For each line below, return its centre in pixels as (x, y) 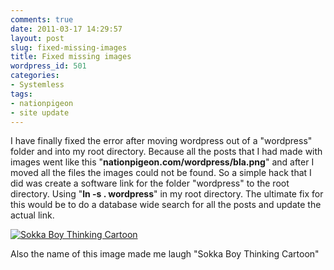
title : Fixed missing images (71, 57)
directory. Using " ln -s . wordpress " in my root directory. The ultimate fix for (167, 194)
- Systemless (37, 85)
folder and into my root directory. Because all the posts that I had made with (166, 152)
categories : (35, 76)
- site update (40, 112)
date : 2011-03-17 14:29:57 (66, 29)
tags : (21, 94)
